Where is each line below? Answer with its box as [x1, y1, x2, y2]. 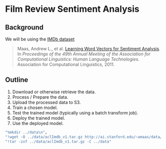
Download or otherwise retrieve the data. [12, 89, 96, 95]
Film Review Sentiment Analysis [5, 3, 140, 15]
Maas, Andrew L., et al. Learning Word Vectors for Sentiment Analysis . [17, 46, 161, 51]
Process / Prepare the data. [12, 94, 68, 100]
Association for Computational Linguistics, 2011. [17, 62, 115, 67]
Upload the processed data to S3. [12, 99, 81, 105]
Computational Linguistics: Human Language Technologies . [17, 56, 140, 62]
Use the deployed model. [12, 120, 64, 126]
